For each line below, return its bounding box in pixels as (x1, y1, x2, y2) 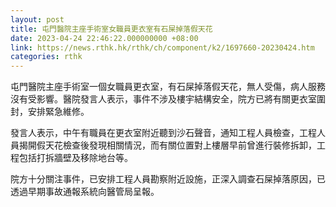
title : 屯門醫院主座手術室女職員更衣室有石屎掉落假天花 (10, 24, 213, 34)
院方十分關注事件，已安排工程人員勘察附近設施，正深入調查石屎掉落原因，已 (10, 173, 326, 185)
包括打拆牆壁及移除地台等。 (18, 152, 133, 164)
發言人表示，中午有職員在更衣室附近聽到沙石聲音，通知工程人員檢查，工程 (10, 127, 317, 139)
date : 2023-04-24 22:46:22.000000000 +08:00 (10, 33, 199, 43)
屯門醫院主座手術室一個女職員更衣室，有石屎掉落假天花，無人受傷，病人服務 (10, 81, 326, 93)
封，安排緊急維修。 (10, 106, 90, 118)
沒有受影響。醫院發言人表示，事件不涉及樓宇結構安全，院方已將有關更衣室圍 (10, 93, 326, 105)
